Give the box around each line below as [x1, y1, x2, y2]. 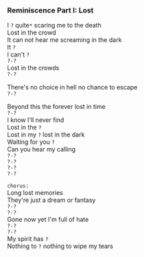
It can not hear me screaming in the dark [7, 36, 122, 44]
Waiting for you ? [7, 138, 55, 146]
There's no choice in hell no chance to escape [7, 83, 138, 92]
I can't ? [7, 50, 29, 59]
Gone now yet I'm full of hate [7, 216, 89, 224]
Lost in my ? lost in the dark [7, 130, 85, 139]
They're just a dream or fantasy [7, 196, 96, 205]
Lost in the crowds [7, 64, 60, 72]
